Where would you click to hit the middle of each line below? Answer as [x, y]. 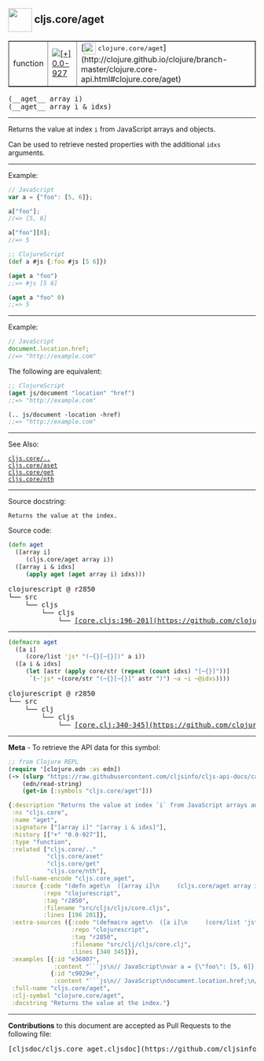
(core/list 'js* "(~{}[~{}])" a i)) [86, 657]
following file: [30, 1033]
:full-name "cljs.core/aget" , [61, 989]
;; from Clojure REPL [44, 762]
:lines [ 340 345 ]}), [105, 952]
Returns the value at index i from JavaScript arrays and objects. [112, 129]
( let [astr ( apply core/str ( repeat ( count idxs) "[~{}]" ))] [128, 671]
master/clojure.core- [120, 69]
